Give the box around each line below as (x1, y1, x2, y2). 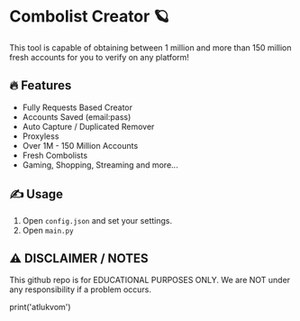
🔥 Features (9, 78, 72, 94)
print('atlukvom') (9, 302, 71, 313)
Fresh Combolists (22, 150, 88, 160)
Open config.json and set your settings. (22, 215, 173, 225)
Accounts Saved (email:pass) (22, 111, 132, 122)
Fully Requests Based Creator (22, 102, 133, 113)
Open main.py (22, 225, 74, 235)
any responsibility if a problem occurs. (9, 284, 151, 295)
